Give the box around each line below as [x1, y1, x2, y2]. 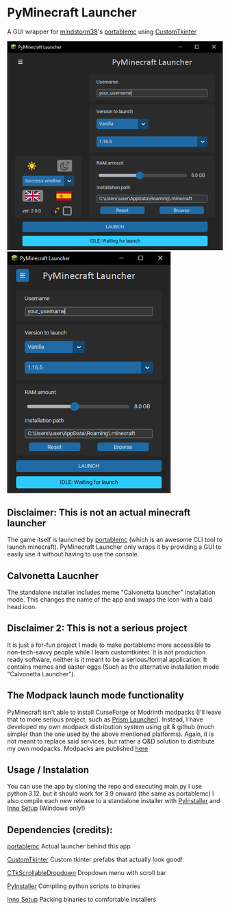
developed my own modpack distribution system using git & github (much [7, 722, 215, 730]
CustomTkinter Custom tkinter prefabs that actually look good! [7, 855, 183, 864]
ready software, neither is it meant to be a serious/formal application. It [7, 655, 207, 663]
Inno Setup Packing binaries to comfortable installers [7, 896, 157, 904]
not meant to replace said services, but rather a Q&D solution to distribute [7, 737, 215, 745]
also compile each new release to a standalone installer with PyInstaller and [7, 797, 220, 805]
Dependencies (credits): [7, 824, 113, 835]
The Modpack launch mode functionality [7, 690, 185, 702]
